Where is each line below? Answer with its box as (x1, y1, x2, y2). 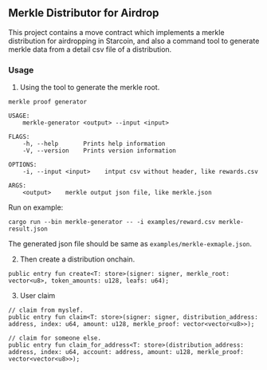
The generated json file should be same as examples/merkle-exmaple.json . (8, 239, 253, 249)
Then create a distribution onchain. (19, 254, 135, 264)
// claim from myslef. (8, 306, 84, 314)
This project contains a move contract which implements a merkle (8, 27, 225, 37)
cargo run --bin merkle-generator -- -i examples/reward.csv (8, 218, 216, 226)
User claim (19, 291, 56, 301)
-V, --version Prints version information (22, 147, 177, 155)
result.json (8, 225, 48, 234)
